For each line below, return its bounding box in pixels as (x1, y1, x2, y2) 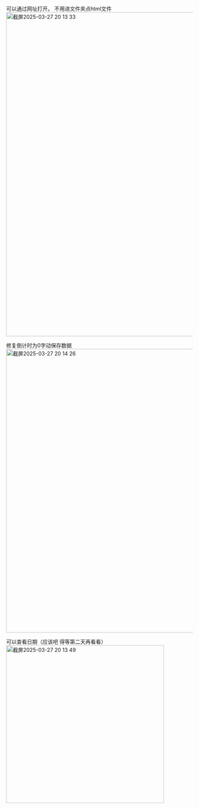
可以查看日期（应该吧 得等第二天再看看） (6, 638, 107, 645)
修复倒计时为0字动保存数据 (6, 342, 72, 348)
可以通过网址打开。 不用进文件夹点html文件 (6, 5, 112, 12)
